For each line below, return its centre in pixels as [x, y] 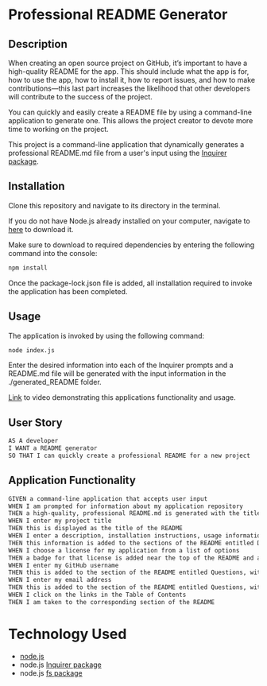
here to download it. [41, 229]
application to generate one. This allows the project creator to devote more [131, 120]
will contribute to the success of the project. [80, 97]
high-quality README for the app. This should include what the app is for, [129, 72]
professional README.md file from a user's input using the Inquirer [118, 153]
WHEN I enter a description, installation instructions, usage [115, 536]
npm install [28, 268]
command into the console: [53, 253]
